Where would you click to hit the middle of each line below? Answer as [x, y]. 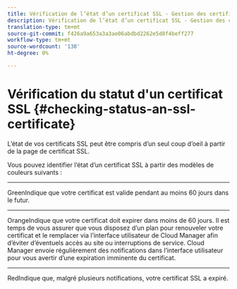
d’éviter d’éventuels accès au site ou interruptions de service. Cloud [106, 242]
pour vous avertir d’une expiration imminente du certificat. [92, 257]
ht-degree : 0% [28, 54]
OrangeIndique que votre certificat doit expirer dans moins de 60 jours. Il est [119, 220]
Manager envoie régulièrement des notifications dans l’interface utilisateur [115, 250]
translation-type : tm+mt [44, 27]
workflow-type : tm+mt [39, 40]
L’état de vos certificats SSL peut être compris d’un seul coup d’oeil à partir [116, 143]
